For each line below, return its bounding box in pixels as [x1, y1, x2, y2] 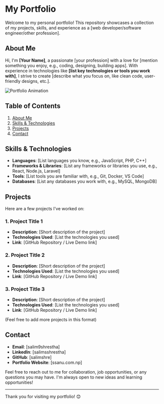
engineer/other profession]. [5, 30, 61, 36]
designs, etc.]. [21, 78, 50, 84]
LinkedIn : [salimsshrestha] [12, 349, 66, 355]
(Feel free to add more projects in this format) [5, 317, 97, 323]
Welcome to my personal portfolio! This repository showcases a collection [5, 20, 154, 25]
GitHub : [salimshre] [12, 354, 52, 360]
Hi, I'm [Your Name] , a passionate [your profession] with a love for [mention [5, 57, 158, 63]
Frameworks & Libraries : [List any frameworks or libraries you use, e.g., [12, 163, 158, 169]
